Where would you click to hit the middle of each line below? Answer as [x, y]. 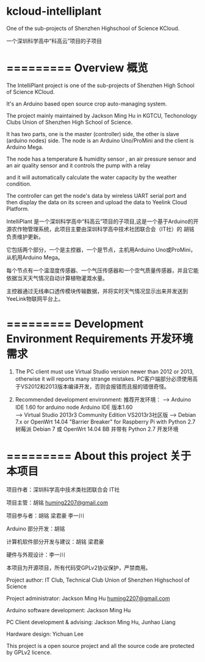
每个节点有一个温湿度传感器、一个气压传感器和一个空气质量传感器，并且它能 [103, 270]
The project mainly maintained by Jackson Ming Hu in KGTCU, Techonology [102, 115]
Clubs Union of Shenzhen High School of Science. [70, 122]
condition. [19, 184]
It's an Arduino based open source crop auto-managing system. [87, 104]
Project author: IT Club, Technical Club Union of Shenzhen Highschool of [98, 580]
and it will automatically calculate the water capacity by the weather [92, 177]
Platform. [18, 208]
